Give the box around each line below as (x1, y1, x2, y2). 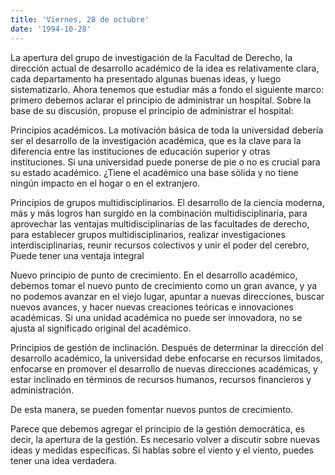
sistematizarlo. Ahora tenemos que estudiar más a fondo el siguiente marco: (10, 83, 325, 95)
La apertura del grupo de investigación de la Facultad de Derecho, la (10, 51, 293, 63)
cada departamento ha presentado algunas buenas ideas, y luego (10, 72, 282, 85)
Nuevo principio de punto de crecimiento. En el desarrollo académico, (10, 269, 298, 281)
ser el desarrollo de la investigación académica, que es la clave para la (10, 134, 302, 146)
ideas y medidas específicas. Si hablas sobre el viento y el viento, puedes (10, 444, 314, 456)
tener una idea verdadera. (10, 454, 117, 466)
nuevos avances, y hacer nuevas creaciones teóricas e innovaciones (10, 301, 294, 313)
